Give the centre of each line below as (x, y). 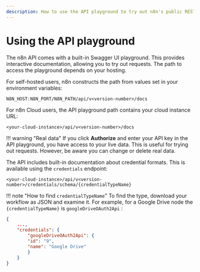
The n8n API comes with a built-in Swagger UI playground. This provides (96, 58)
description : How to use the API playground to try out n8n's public (94, 12)
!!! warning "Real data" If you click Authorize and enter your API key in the (97, 138)
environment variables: (34, 88)
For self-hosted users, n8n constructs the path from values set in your (92, 81)
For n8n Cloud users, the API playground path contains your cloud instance (98, 110)
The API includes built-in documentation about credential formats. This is (96, 162)
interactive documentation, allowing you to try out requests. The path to (94, 64)
